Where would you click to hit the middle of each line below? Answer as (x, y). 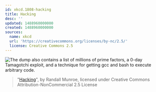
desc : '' (14, 18)
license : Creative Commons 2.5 (41, 46)
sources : (14, 32)
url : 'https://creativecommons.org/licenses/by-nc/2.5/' (69, 41)
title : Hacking (21, 14)
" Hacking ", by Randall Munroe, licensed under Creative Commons (83, 79)
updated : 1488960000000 (29, 23)
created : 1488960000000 (29, 28)
